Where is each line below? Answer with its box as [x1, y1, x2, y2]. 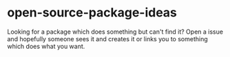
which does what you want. [7, 42, 85, 50]
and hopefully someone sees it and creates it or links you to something [7, 34, 208, 43]
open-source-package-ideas [7, 5, 178, 21]
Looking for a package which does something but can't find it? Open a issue [7, 27, 224, 36]
